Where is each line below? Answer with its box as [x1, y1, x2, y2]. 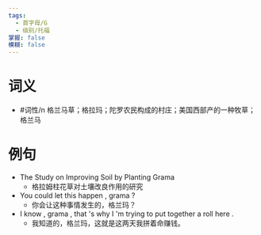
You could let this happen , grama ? [19, 191, 136, 200]
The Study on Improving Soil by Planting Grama [19, 172, 175, 182]
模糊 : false [8, 41, 45, 49]
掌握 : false [8, 33, 45, 42]
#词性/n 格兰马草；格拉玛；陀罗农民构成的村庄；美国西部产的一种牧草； [19, 105, 255, 115]
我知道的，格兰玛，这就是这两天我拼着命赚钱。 [31, 218, 185, 228]
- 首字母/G [15, 19, 48, 27]
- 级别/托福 [15, 26, 50, 34]
